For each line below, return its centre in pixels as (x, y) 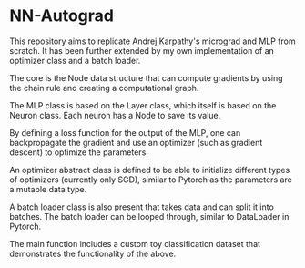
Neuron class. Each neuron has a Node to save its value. (115, 115)
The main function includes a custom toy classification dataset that (135, 243)
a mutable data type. (48, 189)
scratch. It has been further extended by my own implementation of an (142, 50)
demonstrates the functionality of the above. (93, 253)
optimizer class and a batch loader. (75, 60)
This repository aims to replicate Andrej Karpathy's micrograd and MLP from (152, 41)
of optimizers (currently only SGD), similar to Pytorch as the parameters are (151, 180)
